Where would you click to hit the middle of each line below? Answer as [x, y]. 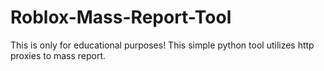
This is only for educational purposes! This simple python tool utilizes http [162, 45]
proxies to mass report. [58, 55]
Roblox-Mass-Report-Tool [121, 17]
